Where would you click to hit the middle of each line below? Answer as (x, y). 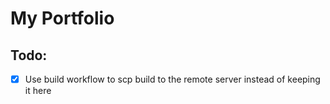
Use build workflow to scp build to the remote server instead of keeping (172, 79)
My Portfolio (62, 18)
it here (38, 91)
